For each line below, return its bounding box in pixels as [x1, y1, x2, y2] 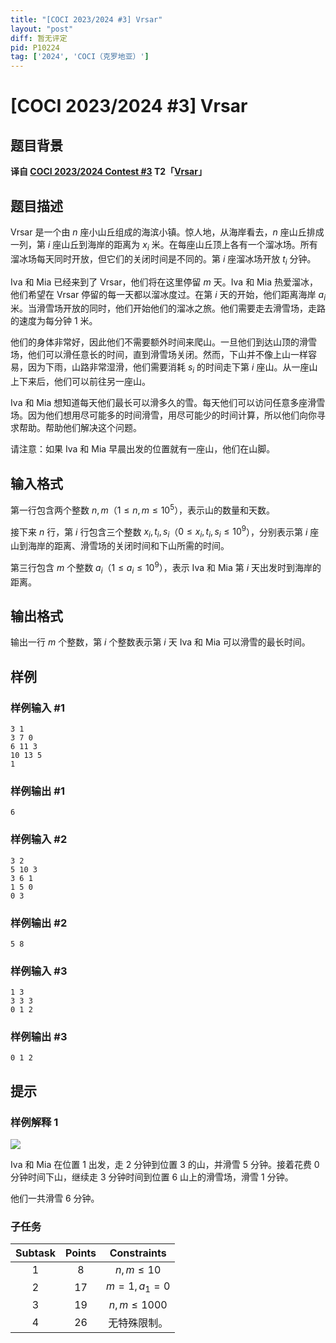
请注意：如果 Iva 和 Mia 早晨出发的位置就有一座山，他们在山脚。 [10, 443, 276, 455]
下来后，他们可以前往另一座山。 [18, 376, 151, 388]
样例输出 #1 [10, 784, 65, 798]
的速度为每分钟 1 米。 [10, 315, 98, 327]
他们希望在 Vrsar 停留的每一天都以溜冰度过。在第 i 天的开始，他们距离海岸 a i [10, 288, 326, 303]
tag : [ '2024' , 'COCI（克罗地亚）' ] [10, 52, 150, 62]
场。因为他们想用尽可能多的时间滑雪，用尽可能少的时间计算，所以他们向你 [10, 409, 317, 421]
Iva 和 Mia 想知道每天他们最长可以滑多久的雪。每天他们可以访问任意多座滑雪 [10, 397, 326, 409]
